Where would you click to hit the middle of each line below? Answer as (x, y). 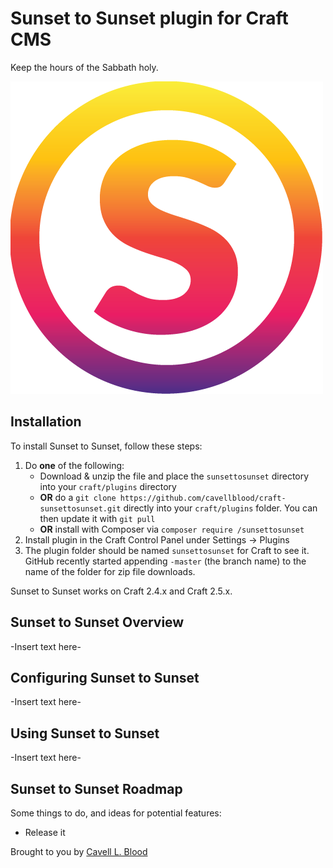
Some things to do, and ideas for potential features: (116, 813)
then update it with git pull (97, 518)
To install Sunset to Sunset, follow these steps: (106, 446)
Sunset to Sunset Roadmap (96, 788)
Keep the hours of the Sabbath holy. (84, 67)
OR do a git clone (78, 497)
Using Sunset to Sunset (85, 733)
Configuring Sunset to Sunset (105, 677)
